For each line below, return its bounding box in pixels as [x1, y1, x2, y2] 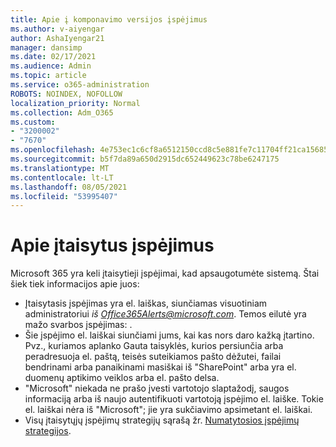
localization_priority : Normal [10, 98, 141, 108]
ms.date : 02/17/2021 [10, 52, 97, 62]
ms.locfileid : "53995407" [10, 191, 118, 201]
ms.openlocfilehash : [10, 145, 97, 155]
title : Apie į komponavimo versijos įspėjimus [10, 14, 208, 25]
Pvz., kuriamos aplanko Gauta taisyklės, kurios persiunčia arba [24, 340, 284, 352]
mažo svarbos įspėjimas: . [24, 319, 133, 331]
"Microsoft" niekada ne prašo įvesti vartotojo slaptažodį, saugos [24, 382, 290, 395]
